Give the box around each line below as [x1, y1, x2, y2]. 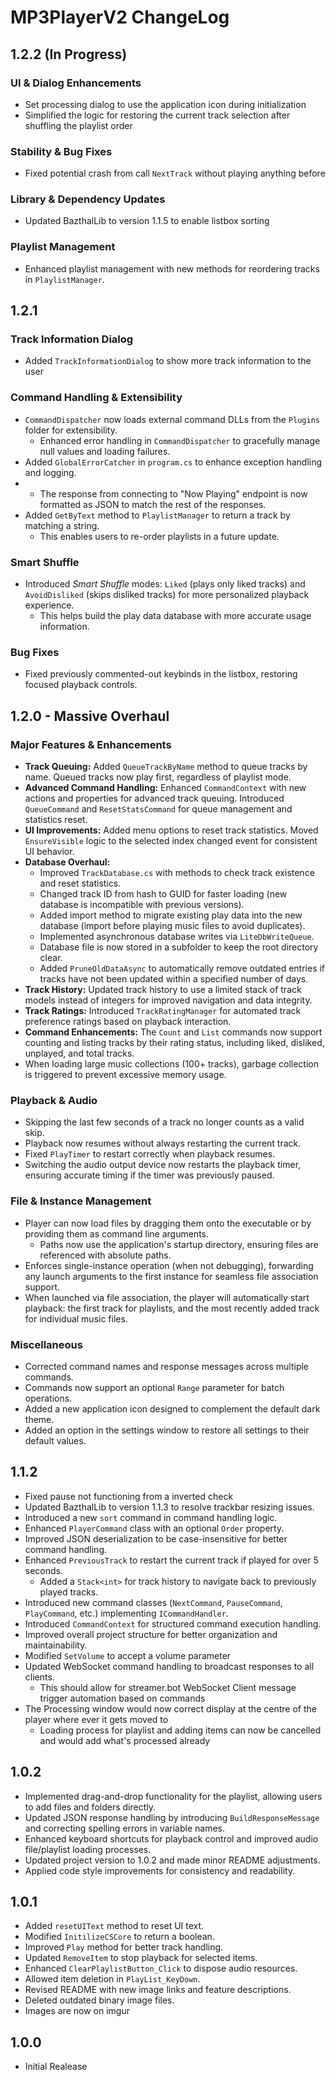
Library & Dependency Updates [10, 192, 166, 206]
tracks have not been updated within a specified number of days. [39, 973, 309, 985]
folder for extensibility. [24, 424, 118, 436]
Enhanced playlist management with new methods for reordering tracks [24, 262, 320, 275]
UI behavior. [24, 846, 75, 858]
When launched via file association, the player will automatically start [24, 1291, 310, 1303]
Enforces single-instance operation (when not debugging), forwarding [24, 1259, 314, 1271]
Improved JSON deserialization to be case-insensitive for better [24, 1532, 288, 1545]
